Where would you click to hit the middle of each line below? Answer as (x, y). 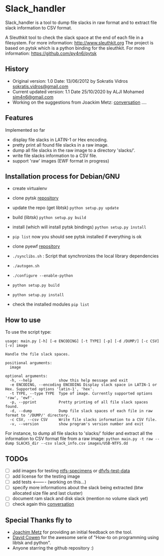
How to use (23, 320)
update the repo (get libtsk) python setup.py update (66, 208)
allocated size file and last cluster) (48, 493)
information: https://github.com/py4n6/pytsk (51, 53)
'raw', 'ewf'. (20, 398)
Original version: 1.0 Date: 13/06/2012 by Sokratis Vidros (70, 81)
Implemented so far (25, 130)
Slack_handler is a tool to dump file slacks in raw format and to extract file (81, 22)
